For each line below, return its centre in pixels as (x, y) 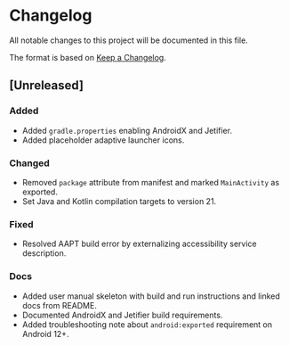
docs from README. (60, 305)
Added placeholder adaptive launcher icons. (103, 140)
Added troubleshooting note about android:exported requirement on (147, 324)
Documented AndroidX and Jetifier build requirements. (122, 315)
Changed (30, 163)
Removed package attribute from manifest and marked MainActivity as (151, 182)
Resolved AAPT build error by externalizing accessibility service (139, 244)
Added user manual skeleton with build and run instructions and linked (151, 296)
